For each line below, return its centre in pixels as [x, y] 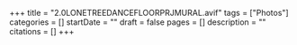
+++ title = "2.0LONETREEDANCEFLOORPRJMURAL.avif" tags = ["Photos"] [149, 13]
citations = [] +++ [42, 31]
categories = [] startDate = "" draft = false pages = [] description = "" [138, 22]
